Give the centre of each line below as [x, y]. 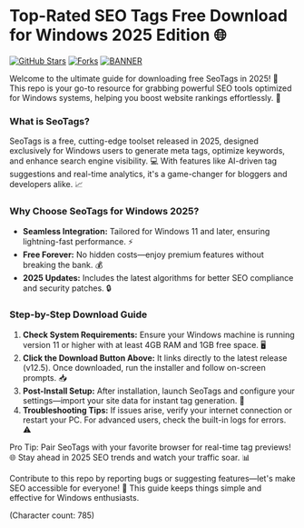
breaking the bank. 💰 [63, 264]
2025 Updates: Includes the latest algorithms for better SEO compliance [158, 277]
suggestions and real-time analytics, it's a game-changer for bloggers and [148, 174]
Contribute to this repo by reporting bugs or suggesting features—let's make [152, 478]
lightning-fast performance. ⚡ [78, 241]
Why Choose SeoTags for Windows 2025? [104, 212]
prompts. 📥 [44, 377]
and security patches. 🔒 [67, 288]
